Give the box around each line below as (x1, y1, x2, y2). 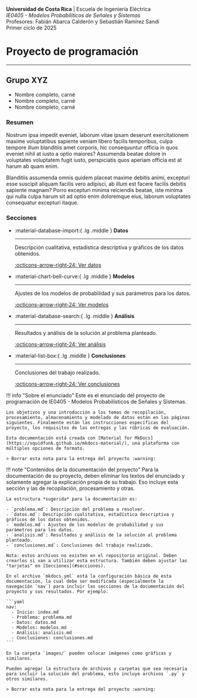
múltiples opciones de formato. (6, 445, 85, 452)
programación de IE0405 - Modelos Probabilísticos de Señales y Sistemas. (6, 398, 187, 405)
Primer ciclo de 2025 (6, 24, 57, 31)
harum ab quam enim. (6, 163, 59, 170)
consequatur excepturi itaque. (6, 199, 79, 206)
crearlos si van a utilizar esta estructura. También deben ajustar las (6, 558, 188, 564)
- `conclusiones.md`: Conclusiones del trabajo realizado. (6, 542, 154, 549)
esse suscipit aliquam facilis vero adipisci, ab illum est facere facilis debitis (6, 180, 186, 187)
